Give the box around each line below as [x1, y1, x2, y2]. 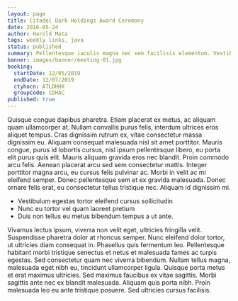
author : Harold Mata [7, 30, 69, 38]
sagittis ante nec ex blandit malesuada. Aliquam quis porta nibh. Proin [7, 278, 211, 287]
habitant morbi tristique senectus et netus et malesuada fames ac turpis [7, 249, 217, 256]
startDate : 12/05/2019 [13, 69, 81, 76]
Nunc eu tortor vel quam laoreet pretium [17, 205, 135, 212]
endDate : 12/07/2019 [13, 76, 74, 84]
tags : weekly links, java [7, 37, 84, 44]
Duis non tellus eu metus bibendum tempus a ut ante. [17, 212, 174, 220]
